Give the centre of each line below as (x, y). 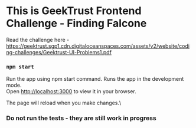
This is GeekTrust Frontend (74, 11)
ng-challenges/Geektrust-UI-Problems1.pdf (59, 52)
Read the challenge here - (38, 40)
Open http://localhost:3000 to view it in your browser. (71, 91)
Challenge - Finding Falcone (76, 23)
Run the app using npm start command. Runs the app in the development (95, 79)
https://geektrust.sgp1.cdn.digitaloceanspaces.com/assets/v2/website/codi (98, 46)
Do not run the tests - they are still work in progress (81, 118)
